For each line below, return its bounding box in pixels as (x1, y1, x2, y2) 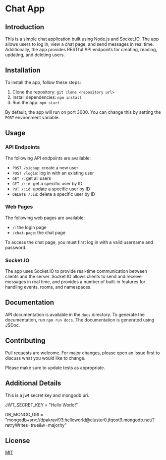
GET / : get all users (12, 175, 51, 181)
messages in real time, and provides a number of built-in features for (5, 279, 146, 285)
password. (5, 244, 27, 250)
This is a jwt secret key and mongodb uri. (5, 392, 89, 398)
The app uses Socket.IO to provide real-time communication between (5, 268, 147, 274)
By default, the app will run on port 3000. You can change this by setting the (5, 109, 161, 115)
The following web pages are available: (5, 215, 85, 221)
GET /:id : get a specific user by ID (12, 180, 83, 186)
